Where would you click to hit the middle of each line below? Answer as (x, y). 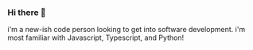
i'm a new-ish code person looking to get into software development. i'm (127, 30)
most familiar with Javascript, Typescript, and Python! (96, 37)
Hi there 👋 (27, 12)
